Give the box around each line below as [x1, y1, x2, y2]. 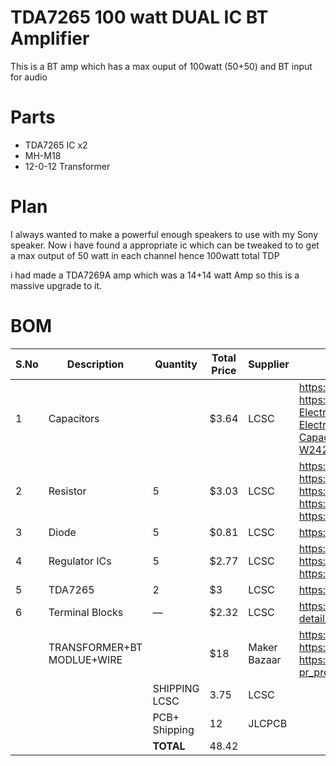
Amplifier [10, 27, 90, 50]
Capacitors [48, 411, 100, 425]
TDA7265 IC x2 [24, 139, 88, 151]
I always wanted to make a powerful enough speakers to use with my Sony [10, 228, 319, 240]
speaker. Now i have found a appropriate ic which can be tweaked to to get [10, 239, 320, 251]
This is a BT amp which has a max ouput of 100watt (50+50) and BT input [10, 60, 313, 72]
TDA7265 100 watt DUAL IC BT [10, 6, 269, 29]
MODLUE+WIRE [48, 652, 123, 666]
